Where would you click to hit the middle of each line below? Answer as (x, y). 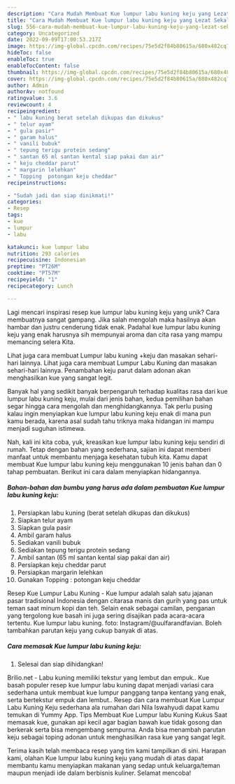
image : (17, 46)
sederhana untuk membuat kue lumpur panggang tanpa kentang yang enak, (117, 692)
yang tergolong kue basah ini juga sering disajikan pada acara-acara (106, 615)
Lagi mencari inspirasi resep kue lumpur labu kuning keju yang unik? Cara (114, 312)
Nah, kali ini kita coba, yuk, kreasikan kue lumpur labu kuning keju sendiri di (116, 442)
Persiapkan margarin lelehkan (60, 572)
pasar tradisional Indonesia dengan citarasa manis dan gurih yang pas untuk (117, 600)
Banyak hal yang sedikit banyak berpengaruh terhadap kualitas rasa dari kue (117, 391)
